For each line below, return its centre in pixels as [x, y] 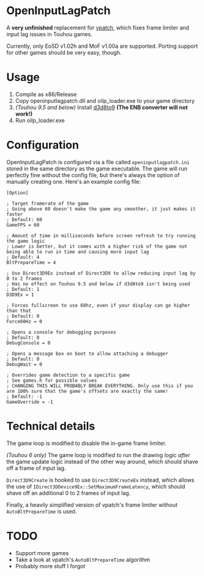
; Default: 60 [25, 219]
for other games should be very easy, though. [64, 52]
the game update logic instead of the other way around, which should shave [102, 461]
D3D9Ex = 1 [20, 295]
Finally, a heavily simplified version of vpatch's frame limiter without [92, 505]
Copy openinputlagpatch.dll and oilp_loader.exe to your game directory [105, 100]
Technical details [51, 426]
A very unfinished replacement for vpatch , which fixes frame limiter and [98, 28]
